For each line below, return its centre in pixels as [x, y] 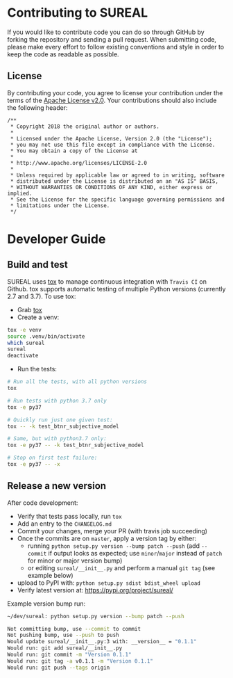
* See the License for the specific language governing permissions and [118, 200]
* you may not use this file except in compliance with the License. [113, 145]
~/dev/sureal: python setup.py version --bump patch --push [96, 616]
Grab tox [30, 309]
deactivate [23, 356]
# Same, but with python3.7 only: [57, 439]
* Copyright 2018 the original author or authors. [85, 127]
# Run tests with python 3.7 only [57, 401]
